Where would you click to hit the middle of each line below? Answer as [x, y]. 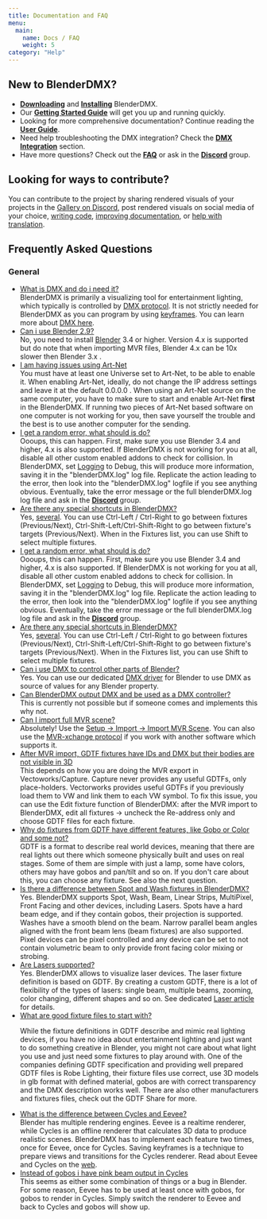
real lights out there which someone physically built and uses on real [132, 855]
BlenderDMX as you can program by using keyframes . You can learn [132, 314]
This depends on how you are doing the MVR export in [109, 771]
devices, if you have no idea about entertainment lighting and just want [136, 1039]
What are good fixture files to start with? [86, 1015]
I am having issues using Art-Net [73, 365]
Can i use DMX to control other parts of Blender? [100, 670]
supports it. [39, 745]
